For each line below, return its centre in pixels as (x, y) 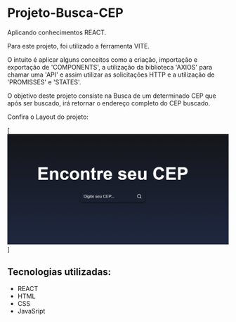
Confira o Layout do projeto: (48, 117)
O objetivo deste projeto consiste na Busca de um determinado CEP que (112, 96)
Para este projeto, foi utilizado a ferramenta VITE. (78, 46)
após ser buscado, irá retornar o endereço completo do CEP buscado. (109, 103)
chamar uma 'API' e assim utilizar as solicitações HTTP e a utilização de (111, 75)
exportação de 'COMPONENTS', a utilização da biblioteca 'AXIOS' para (110, 67)
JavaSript (31, 311)
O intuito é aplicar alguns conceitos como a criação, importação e (103, 59)
